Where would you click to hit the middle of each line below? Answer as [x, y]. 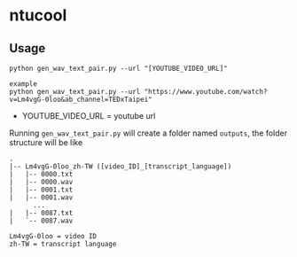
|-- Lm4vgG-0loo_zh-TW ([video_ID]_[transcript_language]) [121, 167]
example [23, 84]
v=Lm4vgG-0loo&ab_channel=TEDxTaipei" [81, 99]
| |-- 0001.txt [41, 190]
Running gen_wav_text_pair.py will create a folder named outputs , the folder [148, 133]
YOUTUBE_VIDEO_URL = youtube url [89, 116]
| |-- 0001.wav [41, 198]
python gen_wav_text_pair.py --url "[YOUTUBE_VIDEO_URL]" [118, 68]
